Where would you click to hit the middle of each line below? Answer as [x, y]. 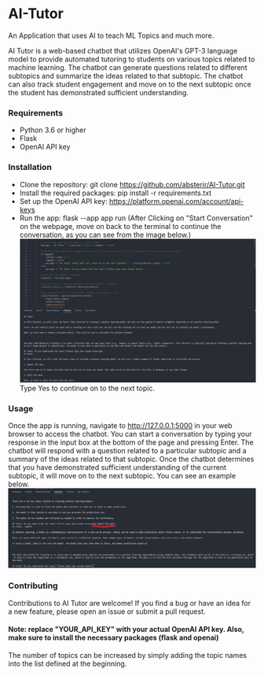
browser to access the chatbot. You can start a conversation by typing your [130, 434]
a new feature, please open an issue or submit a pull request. [107, 611]
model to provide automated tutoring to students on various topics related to [132, 59]
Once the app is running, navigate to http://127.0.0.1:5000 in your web [121, 426]
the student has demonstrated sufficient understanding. [98, 92]
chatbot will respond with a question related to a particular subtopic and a [127, 451]
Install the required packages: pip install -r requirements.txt [115, 193]
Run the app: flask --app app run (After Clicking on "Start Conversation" [136, 218]
